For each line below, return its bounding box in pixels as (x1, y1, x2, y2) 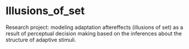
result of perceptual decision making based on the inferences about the (5, 30, 182, 37)
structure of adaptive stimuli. (5, 36, 77, 43)
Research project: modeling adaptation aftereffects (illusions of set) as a (5, 24, 184, 31)
